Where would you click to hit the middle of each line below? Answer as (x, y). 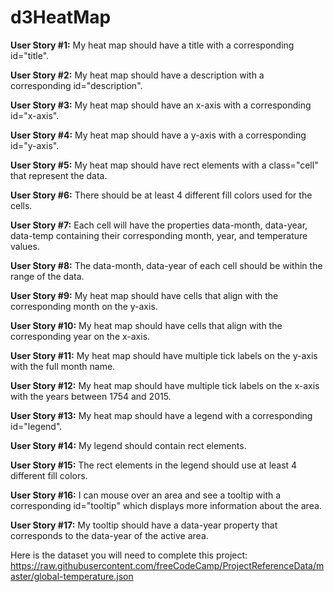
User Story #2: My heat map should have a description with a (137, 75)
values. (25, 246)
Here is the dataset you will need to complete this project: (129, 555)
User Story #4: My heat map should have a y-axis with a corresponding (158, 135)
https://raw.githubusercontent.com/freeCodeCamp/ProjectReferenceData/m (167, 565)
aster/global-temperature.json (72, 576)
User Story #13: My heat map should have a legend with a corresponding (161, 415)
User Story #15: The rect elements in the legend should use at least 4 (154, 465)
